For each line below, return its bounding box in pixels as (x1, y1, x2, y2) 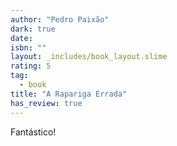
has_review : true (10, 98, 83, 108)
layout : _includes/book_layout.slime (10, 52, 168, 62)
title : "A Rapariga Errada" (10, 89, 128, 99)
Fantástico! (10, 126, 57, 138)
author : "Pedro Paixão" (10, 14, 110, 25)
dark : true (10, 24, 56, 34)
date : (10, 33, 33, 43)
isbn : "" (10, 42, 47, 53)
